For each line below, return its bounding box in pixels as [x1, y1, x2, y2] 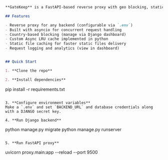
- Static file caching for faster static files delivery [5, 41, 126, 46]
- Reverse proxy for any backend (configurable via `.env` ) [5, 22, 133, 27]
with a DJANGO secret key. [5, 109, 61, 114]
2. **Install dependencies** [5, 77, 66, 82]
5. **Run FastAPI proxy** [5, 140, 59, 146]
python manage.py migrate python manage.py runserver [5, 126, 121, 132]
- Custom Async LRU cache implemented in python [5, 36, 108, 42]
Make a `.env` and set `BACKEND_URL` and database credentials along [5, 105, 153, 110]
